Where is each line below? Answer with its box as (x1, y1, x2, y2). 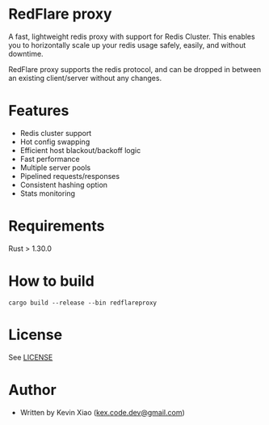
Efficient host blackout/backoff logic (19, 145, 141, 155)
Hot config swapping (19, 137, 90, 147)
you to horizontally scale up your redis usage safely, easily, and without (8, 40, 246, 49)
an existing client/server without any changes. (8, 73, 162, 83)
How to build (8, 272, 95, 290)
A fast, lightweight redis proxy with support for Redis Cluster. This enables (8, 32, 256, 41)
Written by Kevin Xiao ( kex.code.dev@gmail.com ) (19, 407, 186, 417)
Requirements (8, 217, 105, 236)
